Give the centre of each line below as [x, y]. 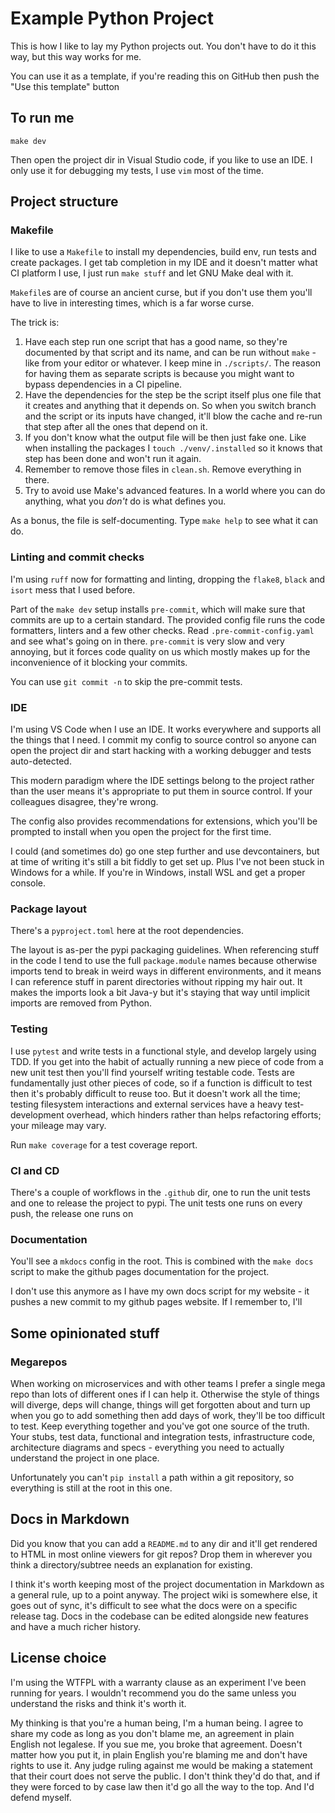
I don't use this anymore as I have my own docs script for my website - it [160, 1291]
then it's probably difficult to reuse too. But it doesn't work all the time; [155, 1093]
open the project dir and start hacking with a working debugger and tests [161, 751]
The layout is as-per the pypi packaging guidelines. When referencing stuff [165, 950]
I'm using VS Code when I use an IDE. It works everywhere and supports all [166, 729]
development [37, 1114]
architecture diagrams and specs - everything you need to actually [147, 1447]
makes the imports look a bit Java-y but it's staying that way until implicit [160, 993]
